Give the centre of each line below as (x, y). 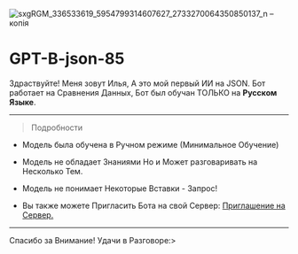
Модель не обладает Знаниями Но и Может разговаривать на (140, 162)
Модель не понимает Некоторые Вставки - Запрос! (120, 188)
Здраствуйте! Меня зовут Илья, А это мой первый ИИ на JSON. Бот (137, 83)
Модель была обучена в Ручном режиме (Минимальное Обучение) (150, 144)
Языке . (23, 102)
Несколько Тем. (52, 171)
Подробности (57, 127)
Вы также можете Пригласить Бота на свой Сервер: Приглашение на (153, 205)
